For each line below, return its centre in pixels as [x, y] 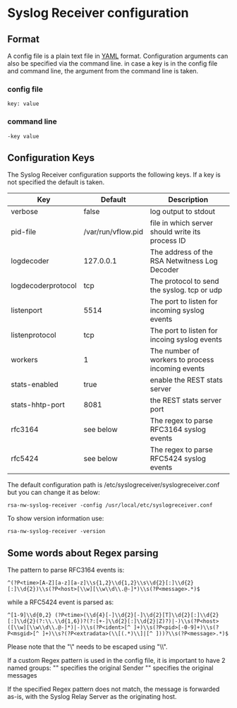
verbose [25, 212]
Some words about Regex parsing [83, 553]
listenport [26, 311]
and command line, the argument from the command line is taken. [103, 71]
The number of [175, 351]
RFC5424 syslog [178, 459]
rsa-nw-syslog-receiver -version [56, 532]
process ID [168, 241]
